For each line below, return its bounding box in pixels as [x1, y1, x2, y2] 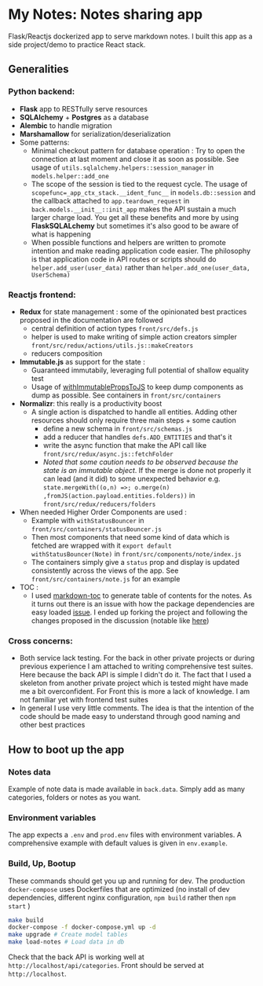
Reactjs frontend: [8, 289, 76, 300]
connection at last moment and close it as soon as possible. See [31, 154, 239, 163]
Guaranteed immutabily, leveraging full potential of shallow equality [31, 365, 250, 375]
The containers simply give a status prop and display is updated [31, 557, 239, 566]
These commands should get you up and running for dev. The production [8, 876, 246, 885]
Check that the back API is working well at [8, 952, 145, 962]
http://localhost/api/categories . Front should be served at [8, 961, 204, 970]
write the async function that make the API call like [42, 440, 206, 449]
